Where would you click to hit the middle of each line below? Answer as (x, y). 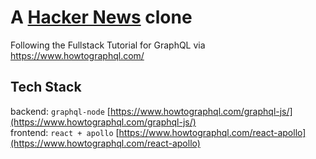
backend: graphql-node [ (60, 111)
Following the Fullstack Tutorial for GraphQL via (108, 45)
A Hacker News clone (101, 17)
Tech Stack (46, 87)
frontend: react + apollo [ (65, 132)
